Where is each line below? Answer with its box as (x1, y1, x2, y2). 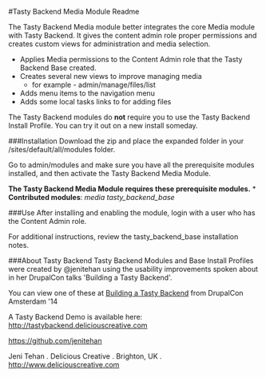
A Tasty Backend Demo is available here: (8, 312, 143, 321)
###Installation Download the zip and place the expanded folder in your (8, 136, 244, 146)
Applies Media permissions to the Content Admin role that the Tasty (19, 55, 243, 64)
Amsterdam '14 (8, 296, 58, 306)
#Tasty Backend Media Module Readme (8, 7, 140, 16)
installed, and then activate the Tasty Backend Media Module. (8, 169, 212, 178)
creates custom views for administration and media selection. (8, 39, 211, 49)
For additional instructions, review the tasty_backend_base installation (8, 232, 239, 242)
